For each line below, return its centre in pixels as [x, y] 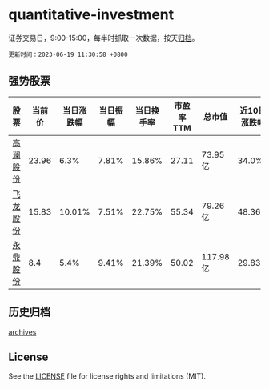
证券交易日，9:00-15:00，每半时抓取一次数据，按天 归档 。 [104, 38]
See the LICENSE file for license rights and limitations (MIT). [107, 376]
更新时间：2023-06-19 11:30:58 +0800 [68, 54]
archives [22, 332]
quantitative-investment [91, 15]
